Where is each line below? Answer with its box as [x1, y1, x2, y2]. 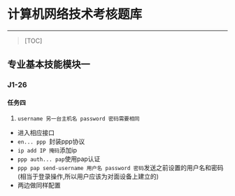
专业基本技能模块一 [7, 59, 90, 71]
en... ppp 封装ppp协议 [17, 137, 85, 146]
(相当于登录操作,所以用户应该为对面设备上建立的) [17, 172, 159, 181]
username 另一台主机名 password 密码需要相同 [17, 115, 140, 122]
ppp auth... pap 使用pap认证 [17, 155, 101, 163]
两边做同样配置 [17, 181, 61, 190]
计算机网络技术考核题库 [7, 6, 143, 22]
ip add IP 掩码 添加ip [17, 146, 78, 155]
